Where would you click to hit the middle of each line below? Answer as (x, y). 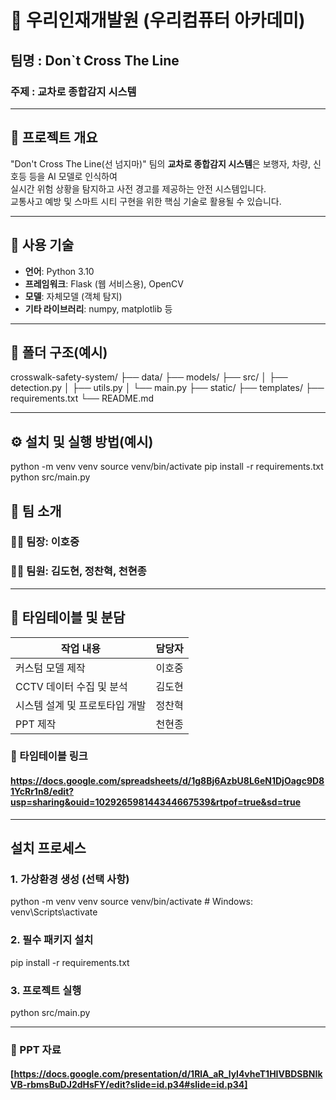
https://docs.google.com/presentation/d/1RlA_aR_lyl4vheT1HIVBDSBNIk (168, 1074)
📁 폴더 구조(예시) (59, 352)
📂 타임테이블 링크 (49, 756)
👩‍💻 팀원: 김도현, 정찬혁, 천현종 (78, 571)
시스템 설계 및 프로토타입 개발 (81, 705)
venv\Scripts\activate (54, 912)
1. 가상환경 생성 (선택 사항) (70, 879)
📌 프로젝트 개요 (54, 137)
